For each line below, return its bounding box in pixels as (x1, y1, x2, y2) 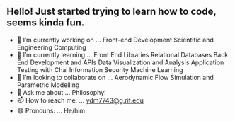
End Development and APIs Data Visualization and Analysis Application (16, 58, 224, 67)
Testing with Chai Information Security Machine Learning (16, 65, 183, 74)
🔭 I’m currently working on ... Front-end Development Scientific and (16, 35, 214, 44)
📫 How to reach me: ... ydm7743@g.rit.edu (16, 96, 144, 105)
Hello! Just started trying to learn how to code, (6, 6, 217, 18)
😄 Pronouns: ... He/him (16, 106, 86, 115)
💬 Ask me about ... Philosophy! (16, 88, 107, 96)
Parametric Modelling (16, 81, 80, 89)
